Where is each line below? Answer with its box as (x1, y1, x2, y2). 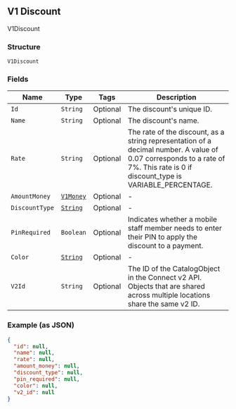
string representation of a (127, 136, 212, 146)
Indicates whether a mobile (127, 214, 218, 224)
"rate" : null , (13, 356, 55, 363)
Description (157, 92, 197, 102)
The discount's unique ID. (127, 104, 213, 114)
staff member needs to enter (127, 224, 223, 233)
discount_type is (127, 171, 183, 181)
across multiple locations (127, 291, 211, 300)
